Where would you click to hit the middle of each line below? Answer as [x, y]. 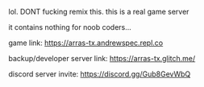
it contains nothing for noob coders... [70, 27]
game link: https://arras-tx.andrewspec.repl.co [86, 43]
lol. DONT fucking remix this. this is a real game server [99, 12]
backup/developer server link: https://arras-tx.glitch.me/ [102, 58]
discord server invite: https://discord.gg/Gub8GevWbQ [100, 74]
